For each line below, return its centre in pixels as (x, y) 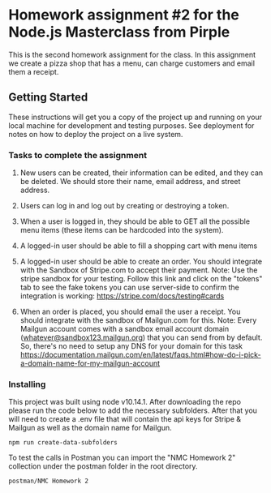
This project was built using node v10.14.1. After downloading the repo (125, 402)
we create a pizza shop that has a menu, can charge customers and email (132, 63)
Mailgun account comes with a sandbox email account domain (125, 329)
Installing (27, 384)
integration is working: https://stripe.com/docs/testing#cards (122, 296)
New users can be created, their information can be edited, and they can (142, 173)
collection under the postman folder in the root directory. (103, 466)
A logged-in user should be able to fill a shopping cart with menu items (139, 246)
